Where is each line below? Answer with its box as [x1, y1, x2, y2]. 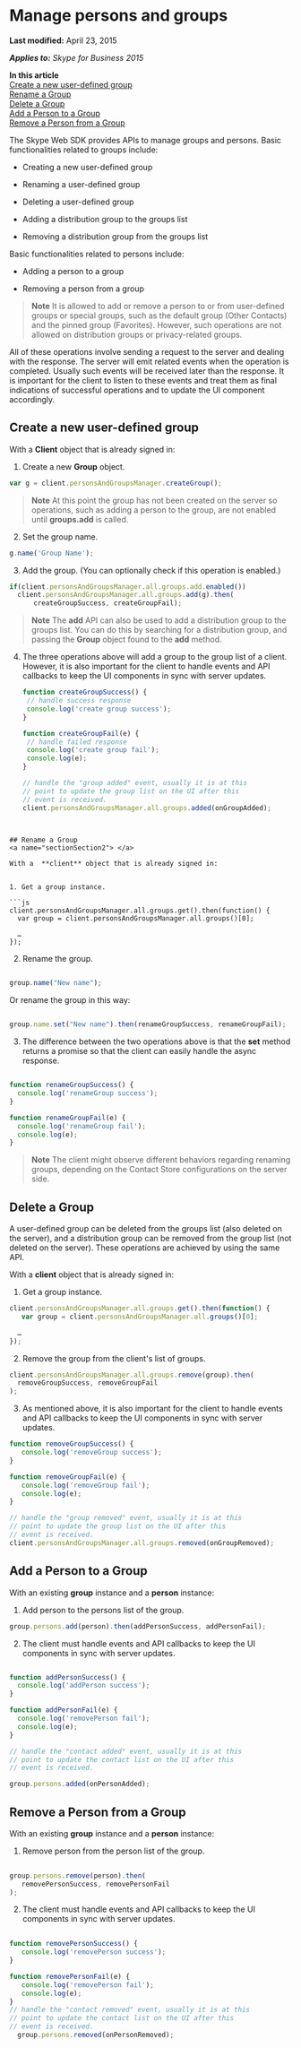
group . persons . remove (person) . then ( [9, 1871, 146, 1880]
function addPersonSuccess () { [9, 1672, 126, 1681]
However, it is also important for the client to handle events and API [21, 661, 271, 672]
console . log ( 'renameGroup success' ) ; [17, 1089, 159, 1098]
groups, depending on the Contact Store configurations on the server [30, 1164, 288, 1175]
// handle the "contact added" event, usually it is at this [9, 1747, 243, 1756]
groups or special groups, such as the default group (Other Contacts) [30, 310, 288, 321]
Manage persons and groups [9, 5, 228, 26]
